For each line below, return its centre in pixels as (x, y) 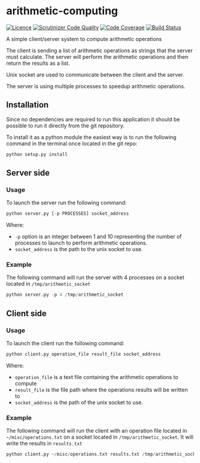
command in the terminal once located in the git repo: (72, 143)
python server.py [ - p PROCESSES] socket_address (68, 214)
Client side (26, 313)
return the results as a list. (38, 63)
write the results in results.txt (44, 443)
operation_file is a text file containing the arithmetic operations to (96, 377)
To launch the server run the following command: (66, 203)
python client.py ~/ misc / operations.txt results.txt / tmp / (81, 454)
